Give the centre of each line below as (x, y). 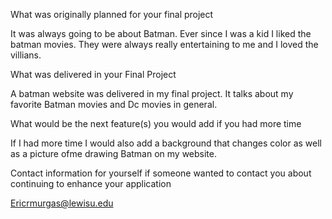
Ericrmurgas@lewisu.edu (62, 203)
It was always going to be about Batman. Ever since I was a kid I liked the (161, 33)
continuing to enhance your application (91, 183)
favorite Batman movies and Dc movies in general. (114, 104)
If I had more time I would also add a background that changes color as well (166, 143)
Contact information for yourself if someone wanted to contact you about (161, 173)
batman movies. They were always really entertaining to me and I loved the (164, 44)
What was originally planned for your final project (112, 14)
